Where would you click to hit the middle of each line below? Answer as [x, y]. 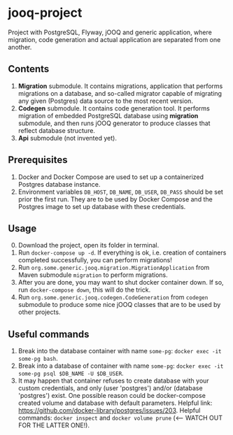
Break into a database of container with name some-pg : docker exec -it [121, 366]
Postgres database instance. [59, 184]
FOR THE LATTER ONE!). [54, 425]
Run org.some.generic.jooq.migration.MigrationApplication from [114, 268]
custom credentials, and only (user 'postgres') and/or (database [110, 388]
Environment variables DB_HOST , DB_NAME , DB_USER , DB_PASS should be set [120, 192]
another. [20, 47]
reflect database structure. [56, 130]
